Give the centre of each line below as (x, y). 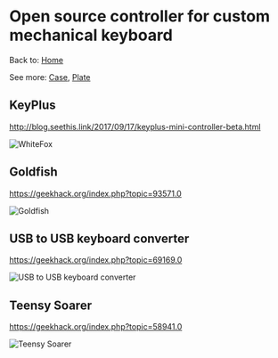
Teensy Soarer (50, 305)
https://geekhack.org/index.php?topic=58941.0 (96, 327)
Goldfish (33, 172)
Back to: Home (37, 60)
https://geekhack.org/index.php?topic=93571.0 (96, 193)
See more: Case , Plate (50, 77)
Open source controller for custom (139, 16)
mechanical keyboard (91, 35)
